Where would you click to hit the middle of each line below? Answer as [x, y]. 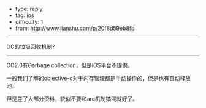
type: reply [29, 9]
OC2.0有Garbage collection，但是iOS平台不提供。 [70, 65]
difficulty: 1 [29, 22]
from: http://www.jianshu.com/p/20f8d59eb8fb [75, 28]
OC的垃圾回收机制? [31, 46]
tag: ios [25, 15]
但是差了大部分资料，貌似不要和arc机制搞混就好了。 [72, 99]
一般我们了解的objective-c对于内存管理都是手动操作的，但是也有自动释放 [99, 78]
